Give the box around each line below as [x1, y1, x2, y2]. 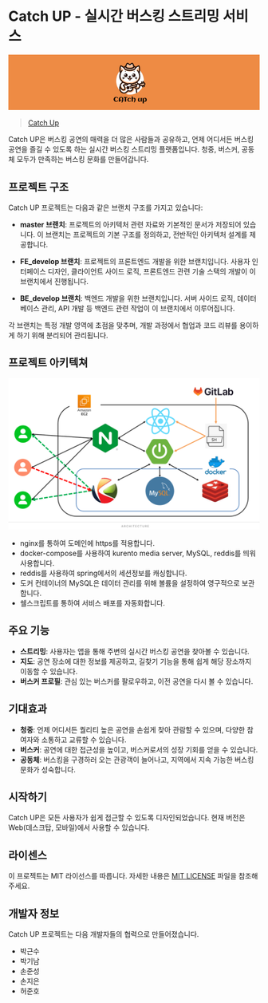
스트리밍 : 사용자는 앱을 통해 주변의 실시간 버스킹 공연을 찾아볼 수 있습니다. [19, 646, 250, 656]
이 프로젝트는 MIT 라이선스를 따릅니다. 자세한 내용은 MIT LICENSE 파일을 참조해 [8, 871, 258, 881]
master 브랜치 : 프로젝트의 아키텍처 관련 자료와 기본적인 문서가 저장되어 [19, 220, 242, 230]
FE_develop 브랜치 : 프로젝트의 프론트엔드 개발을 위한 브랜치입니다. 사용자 [19, 257, 250, 267]
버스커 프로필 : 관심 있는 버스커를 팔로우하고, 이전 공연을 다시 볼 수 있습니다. [19, 676, 254, 686]
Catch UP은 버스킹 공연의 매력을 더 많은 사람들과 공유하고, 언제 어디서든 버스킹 [8, 135, 254, 144]
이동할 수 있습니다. [19, 666, 78, 676]
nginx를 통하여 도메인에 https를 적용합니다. [19, 539, 156, 548]
